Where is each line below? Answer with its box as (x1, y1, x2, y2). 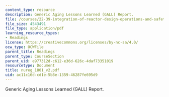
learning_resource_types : (5, 30, 59, 35)
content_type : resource (5, 7, 55, 12)
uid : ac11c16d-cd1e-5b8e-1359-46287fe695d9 (5, 72, 98, 77)
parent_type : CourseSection (5, 53, 64, 59)
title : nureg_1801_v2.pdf (5, 68, 59, 73)
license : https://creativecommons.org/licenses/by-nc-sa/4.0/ (5, 40, 138, 45)
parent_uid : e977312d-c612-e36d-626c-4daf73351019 (5, 58, 114, 63)
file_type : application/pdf (5, 26, 64, 31)
